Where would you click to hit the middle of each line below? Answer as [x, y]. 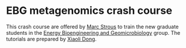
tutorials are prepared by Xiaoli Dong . [52, 39]
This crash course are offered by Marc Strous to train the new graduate [92, 27]
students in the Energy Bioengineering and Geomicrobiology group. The [93, 32]
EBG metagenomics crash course [89, 11]
